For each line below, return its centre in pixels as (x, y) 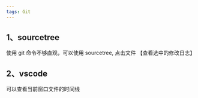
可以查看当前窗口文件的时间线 (43, 89)
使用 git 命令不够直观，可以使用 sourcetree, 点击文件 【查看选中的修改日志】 (101, 53)
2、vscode (27, 73)
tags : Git (19, 12)
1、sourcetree (33, 37)
